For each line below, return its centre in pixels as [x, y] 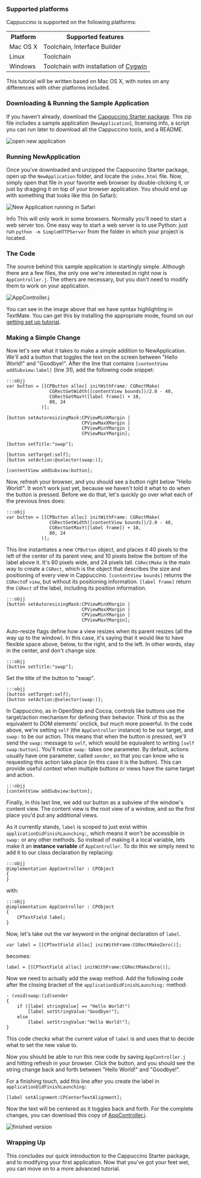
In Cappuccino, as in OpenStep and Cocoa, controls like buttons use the [96, 711]
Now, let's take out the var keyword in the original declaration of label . [94, 934]
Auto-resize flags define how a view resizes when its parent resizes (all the [99, 631]
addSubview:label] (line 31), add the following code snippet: [80, 370]
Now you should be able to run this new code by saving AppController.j [96, 1057]
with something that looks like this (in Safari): [62, 195]
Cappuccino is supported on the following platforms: [71, 22]
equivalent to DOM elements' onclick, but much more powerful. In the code [99, 724]
